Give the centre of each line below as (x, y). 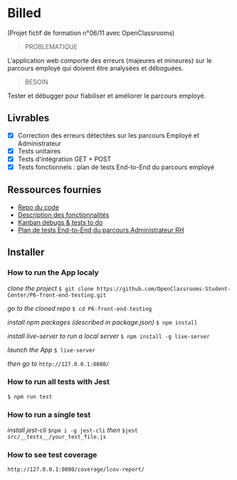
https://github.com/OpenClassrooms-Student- (164, 289)
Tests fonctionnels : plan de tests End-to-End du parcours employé (116, 167)
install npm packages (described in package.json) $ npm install (102, 322)
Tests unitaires (39, 150)
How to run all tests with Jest (59, 382)
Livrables (28, 118)
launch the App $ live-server (52, 349)
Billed (24, 13)
